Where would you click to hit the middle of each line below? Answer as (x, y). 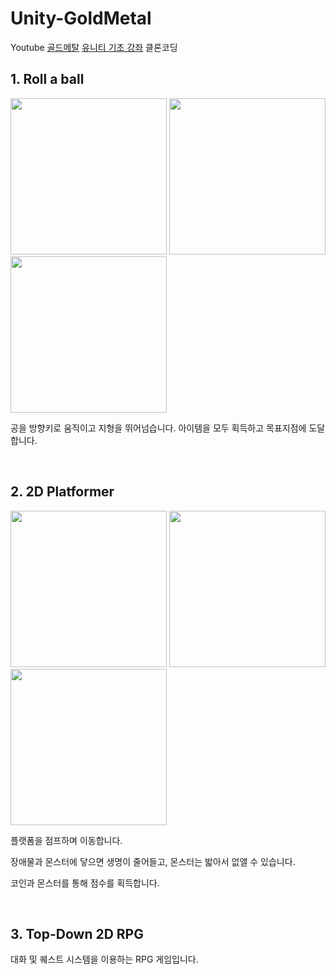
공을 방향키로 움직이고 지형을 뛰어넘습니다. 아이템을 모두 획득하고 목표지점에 (158, 428)
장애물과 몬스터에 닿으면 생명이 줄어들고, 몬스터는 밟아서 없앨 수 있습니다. (153, 861)
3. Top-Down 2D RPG (77, 933)
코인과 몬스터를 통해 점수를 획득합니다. (85, 883)
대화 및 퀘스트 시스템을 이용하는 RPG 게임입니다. (104, 959)
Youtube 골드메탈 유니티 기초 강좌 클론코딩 (94, 47)
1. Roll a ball (47, 79)
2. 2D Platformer (62, 492)
